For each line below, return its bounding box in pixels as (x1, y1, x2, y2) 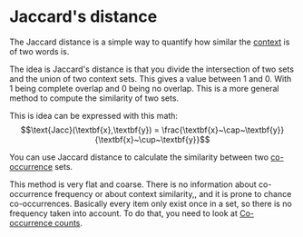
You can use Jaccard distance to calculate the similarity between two (9, 152, 269, 163)
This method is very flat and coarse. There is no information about (9, 179, 257, 190)
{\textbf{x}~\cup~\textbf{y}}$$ (94, 133, 210, 144)
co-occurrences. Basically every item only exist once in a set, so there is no (9, 198, 292, 209)
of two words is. (9, 45, 70, 56)
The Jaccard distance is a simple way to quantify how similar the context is (9, 36, 290, 47)
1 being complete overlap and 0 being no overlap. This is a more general (9, 83, 279, 94)
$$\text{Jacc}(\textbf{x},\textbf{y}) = (20, 124, 161, 135)
